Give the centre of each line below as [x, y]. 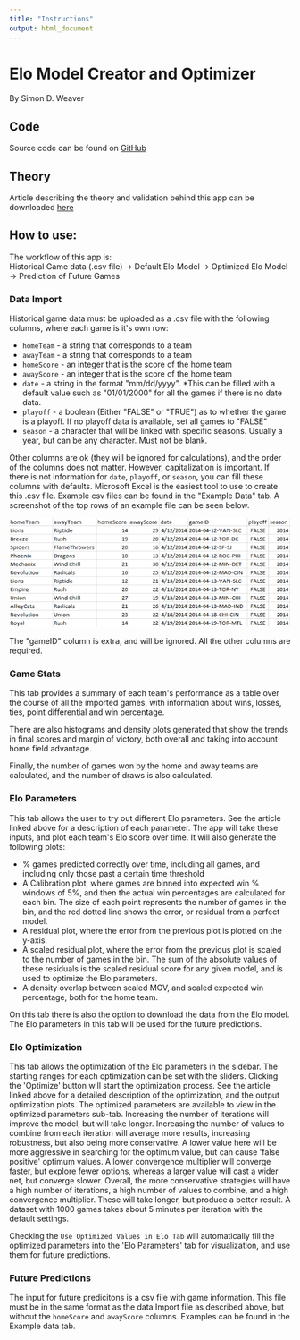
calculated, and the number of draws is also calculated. [111, 776]
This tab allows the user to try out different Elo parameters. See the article [145, 818]
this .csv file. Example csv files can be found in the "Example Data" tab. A [144, 496]
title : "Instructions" [51, 19]
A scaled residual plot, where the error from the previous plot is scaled [152, 949]
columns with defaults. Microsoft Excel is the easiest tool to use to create [144, 487]
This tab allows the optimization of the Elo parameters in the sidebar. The [144, 1066]
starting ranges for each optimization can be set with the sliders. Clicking [144, 1076]
